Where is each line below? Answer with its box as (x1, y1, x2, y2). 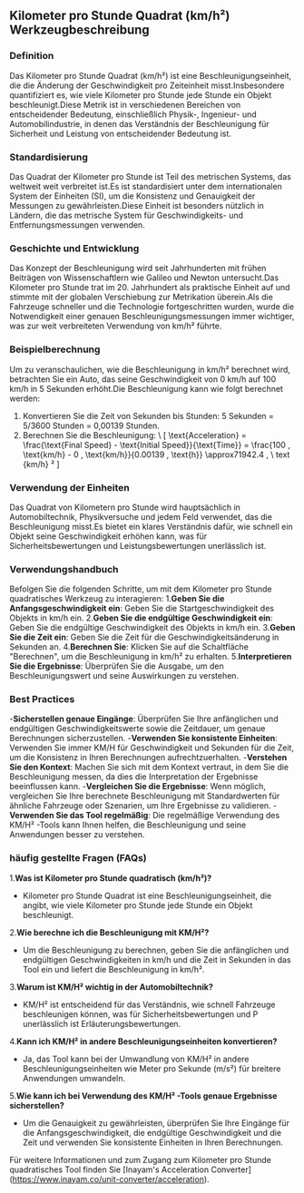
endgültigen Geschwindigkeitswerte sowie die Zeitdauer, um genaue (9, 723, 266, 734)
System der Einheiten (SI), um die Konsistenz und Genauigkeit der (9, 191, 256, 201)
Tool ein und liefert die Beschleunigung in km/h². (22, 963, 205, 974)
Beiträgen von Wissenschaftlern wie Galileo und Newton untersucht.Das (9, 272, 279, 283)
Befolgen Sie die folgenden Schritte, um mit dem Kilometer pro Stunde (9, 583, 272, 594)
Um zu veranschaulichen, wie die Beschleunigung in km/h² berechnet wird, (9, 364, 290, 375)
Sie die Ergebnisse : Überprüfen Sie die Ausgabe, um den (9, 660, 224, 671)
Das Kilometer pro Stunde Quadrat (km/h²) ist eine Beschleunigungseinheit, (9, 70, 292, 81)
